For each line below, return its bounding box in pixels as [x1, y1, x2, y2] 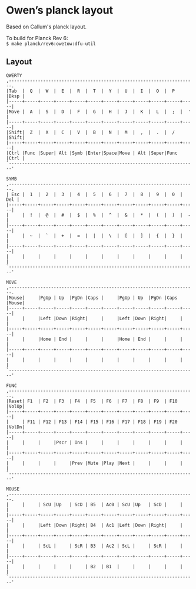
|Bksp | [6, 93, 25, 99]
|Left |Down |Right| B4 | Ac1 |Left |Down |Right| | [37, 522, 183, 528]
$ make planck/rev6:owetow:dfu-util [6, 41, 96, 47]
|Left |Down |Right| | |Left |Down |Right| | [37, 315, 183, 321]
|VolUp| [6, 403, 25, 409]
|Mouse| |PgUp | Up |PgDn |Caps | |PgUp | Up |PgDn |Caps [6, 295, 178, 301]
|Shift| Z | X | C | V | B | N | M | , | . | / [6, 129, 175, 135]
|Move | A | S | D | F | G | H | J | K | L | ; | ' [6, 109, 191, 115]
